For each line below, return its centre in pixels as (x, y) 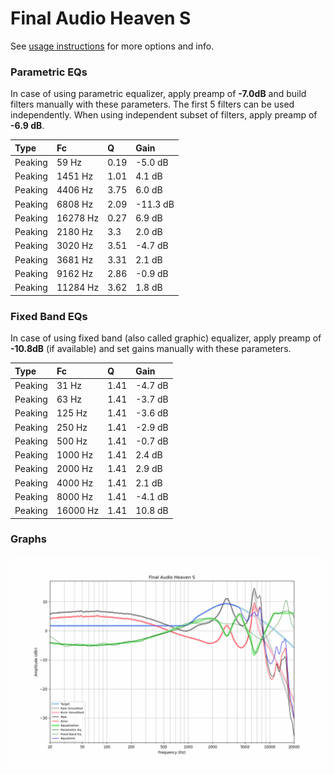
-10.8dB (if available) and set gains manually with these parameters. (151, 349)
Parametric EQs (49, 72)
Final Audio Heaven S (101, 18)
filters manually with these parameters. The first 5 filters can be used (152, 104)
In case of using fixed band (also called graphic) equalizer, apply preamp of (166, 338)
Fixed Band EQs (49, 316)
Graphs (28, 539)
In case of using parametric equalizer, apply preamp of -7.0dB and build (158, 94)
